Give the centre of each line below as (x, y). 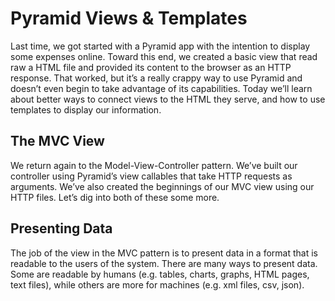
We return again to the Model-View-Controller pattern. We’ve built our (154, 165)
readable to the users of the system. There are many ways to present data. (164, 263)
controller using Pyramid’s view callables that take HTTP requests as (151, 176)
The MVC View (57, 141)
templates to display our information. (86, 109)
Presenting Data (61, 228)
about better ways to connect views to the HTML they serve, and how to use (168, 99)
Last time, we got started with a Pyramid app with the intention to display (160, 46)
